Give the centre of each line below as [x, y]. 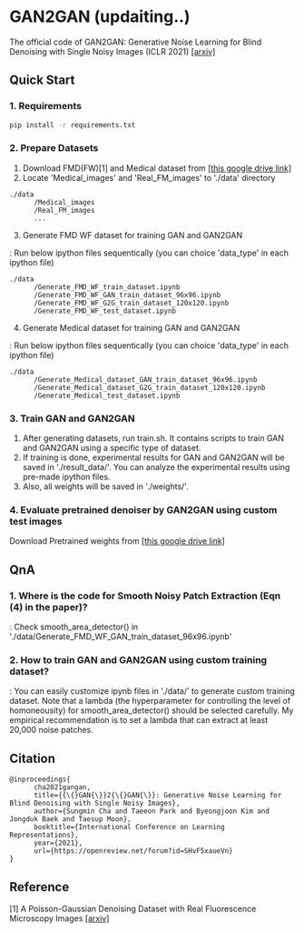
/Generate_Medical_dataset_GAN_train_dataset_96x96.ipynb [145, 379]
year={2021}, [58, 843]
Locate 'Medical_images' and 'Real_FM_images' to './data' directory [149, 177]
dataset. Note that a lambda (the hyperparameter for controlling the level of [150, 701]
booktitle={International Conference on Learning [129, 828]
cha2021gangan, [62, 788]
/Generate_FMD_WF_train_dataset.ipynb [107, 287]
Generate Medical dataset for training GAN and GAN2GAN [131, 327]
